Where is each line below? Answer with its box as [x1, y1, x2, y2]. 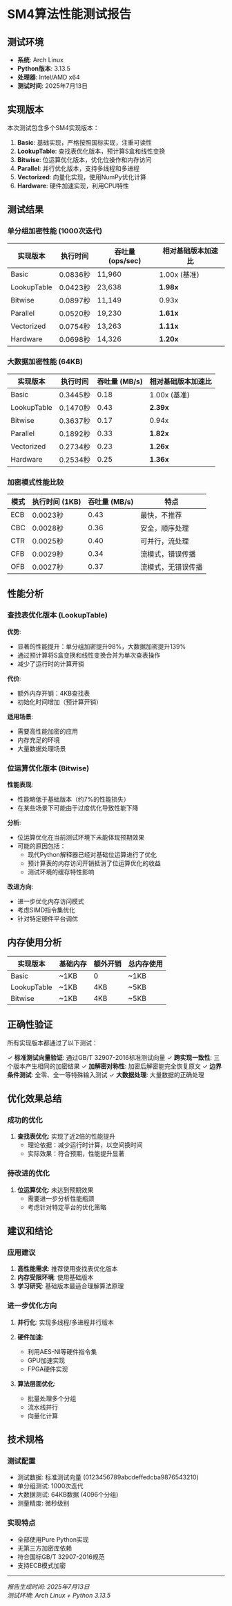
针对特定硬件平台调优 [17, 914, 78, 923]
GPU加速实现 [27, 1356, 66, 1364]
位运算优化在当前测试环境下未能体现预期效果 [17, 833, 145, 842]
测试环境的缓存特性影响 [27, 868, 95, 876]
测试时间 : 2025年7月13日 [17, 82, 88, 90]
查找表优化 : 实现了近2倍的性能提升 [17, 1133, 116, 1141]
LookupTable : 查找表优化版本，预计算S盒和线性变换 [17, 147, 166, 155]
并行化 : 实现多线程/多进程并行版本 [17, 1318, 114, 1326]
